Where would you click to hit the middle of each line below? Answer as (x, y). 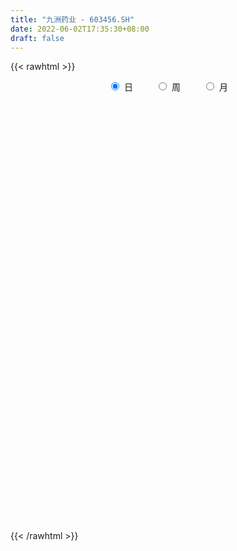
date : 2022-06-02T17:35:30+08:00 (80, 29)
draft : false (37, 38)
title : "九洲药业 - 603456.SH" (72, 19)
